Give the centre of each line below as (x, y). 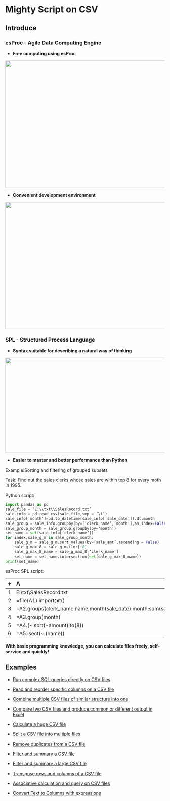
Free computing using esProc (44, 53)
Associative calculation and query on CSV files (61, 783)
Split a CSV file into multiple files (47, 734)
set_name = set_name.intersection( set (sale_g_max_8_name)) (78, 557)
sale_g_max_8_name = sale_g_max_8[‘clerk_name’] (67, 552)
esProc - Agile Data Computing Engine (53, 43)
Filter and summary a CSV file (44, 754)
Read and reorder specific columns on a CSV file (63, 689)
